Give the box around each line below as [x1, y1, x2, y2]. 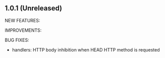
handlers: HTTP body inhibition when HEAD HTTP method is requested [12, 46, 160, 52]
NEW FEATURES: [5, 17, 40, 23]
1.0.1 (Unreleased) [5, 4, 63, 13]
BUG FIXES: [5, 37, 29, 43]
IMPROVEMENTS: [5, 27, 42, 33]
